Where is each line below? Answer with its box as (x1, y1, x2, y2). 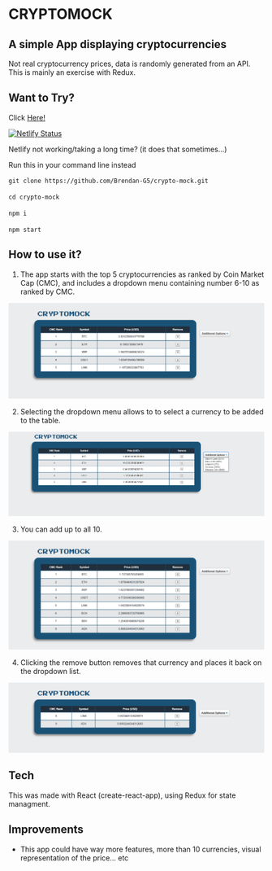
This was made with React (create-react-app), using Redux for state (8, 790, 236, 800)
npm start (8, 225, 42, 234)
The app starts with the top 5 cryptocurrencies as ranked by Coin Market (19, 269, 265, 279)
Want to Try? (8, 91, 75, 105)
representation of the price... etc (19, 852, 129, 863)
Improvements (8, 823, 84, 837)
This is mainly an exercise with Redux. (8, 68, 136, 77)
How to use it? (8, 247, 82, 261)
